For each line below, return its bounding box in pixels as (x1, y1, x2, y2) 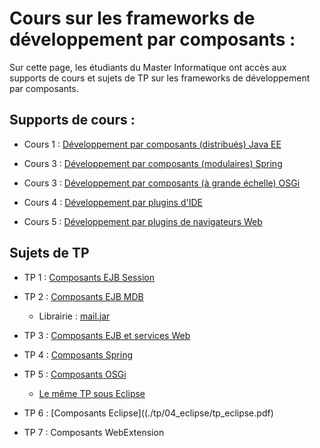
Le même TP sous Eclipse (38, 387, 146, 399)
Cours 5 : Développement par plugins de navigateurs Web (23, 215, 263, 227)
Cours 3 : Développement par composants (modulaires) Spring (23, 157, 283, 169)
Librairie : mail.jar (38, 310, 111, 322)
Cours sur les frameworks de (9, 7, 256, 30)
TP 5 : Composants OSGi (23, 368, 127, 380)
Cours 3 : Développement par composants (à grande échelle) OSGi (23, 177, 301, 189)
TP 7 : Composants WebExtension (23, 426, 165, 438)
